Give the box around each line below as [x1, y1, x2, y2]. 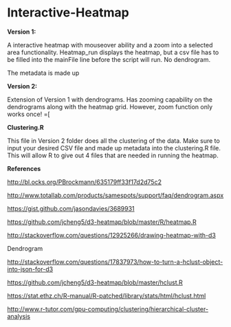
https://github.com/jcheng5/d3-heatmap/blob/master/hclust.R [7, 278, 184, 286]
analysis [7, 312, 31, 320]
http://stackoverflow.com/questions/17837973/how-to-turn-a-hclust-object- [7, 258, 223, 266]
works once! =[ [7, 110, 50, 118]
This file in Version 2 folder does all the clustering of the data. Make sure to [7, 136, 220, 145]
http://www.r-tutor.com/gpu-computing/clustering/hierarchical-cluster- [7, 304, 208, 313]
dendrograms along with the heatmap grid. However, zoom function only [7, 102, 213, 111]
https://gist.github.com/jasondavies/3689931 [7, 204, 135, 212]
